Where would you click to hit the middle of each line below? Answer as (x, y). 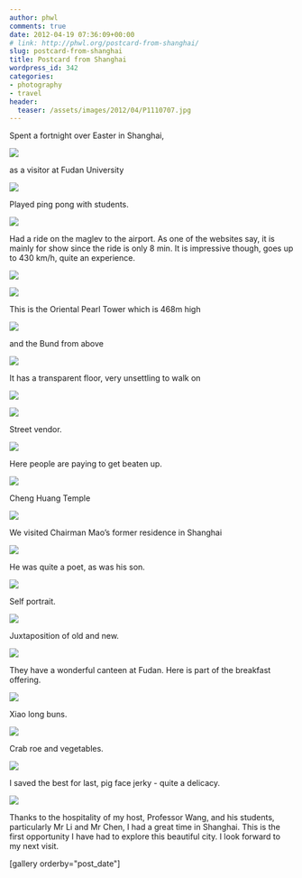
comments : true (38, 26)
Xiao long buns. (38, 715)
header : (24, 102)
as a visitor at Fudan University (67, 170)
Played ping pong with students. (69, 205)
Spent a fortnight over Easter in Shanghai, (87, 135)
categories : (32, 77)
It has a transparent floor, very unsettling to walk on (105, 378)
